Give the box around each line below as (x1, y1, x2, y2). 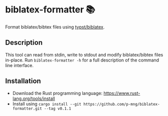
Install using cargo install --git (12, 100, 82, 106)
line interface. (5, 62, 34, 68)
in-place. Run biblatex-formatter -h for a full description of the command (5, 57, 159, 63)
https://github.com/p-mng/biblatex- (83, 101, 160, 106)
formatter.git (12, 106, 42, 111)
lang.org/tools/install (12, 95, 55, 101)
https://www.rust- (103, 90, 140, 96)
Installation (5, 77, 41, 85)
